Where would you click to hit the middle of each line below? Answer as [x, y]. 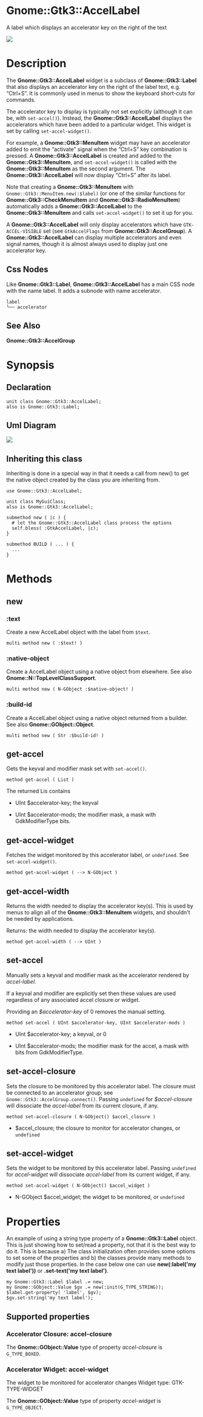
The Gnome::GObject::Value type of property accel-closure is [84, 1347]
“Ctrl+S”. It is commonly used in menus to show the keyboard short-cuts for [101, 93]
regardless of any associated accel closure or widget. [73, 999]
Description [36, 64]
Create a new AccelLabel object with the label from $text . [78, 632]
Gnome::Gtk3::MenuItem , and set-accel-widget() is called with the [92, 162]
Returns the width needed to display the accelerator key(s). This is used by [100, 906]
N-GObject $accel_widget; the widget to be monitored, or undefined [100, 1197]
